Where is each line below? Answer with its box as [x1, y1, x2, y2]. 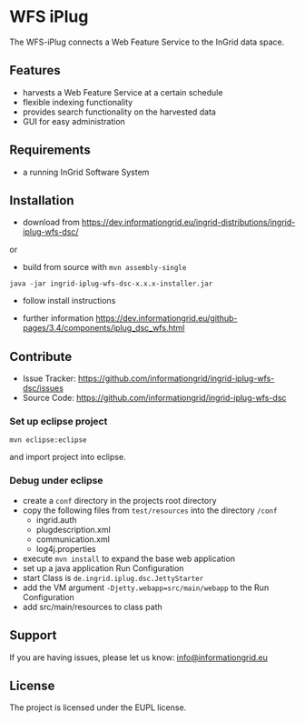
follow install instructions [22, 296, 116, 306]
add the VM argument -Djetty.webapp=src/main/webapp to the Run [22, 582, 270, 593]
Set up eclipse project [9, 416, 108, 428]
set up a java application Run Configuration [22, 562, 184, 574]
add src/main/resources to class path [22, 601, 163, 612]
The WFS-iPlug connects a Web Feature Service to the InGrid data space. [9, 36, 285, 47]
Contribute [9, 348, 73, 365]
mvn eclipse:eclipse [9, 436, 88, 445]
